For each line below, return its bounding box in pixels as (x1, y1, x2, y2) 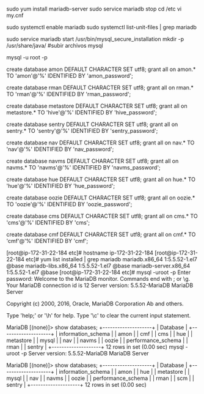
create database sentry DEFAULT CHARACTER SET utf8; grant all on (6, 121, 178, 128)
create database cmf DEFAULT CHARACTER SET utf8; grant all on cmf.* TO (6, 231, 196, 238)
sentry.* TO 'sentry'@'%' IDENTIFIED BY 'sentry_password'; (6, 127, 158, 134)
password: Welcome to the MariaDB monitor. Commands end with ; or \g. (6, 275, 191, 282)
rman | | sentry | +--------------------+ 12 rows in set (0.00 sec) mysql (6, 343, 184, 351)
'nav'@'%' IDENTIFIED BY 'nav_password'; (6, 146, 114, 152)
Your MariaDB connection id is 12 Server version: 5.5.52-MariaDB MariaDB (6, 281, 194, 289)
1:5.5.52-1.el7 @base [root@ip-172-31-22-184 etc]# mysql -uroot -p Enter (6, 269, 191, 276)
